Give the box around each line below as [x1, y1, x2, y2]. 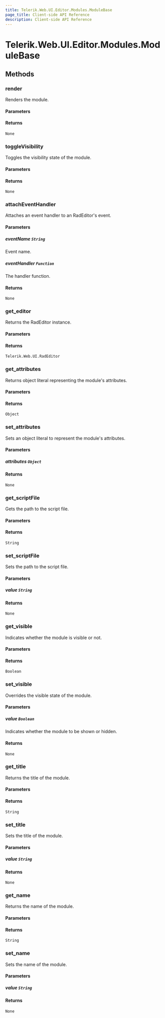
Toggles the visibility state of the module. [5, 155, 91, 161]
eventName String [5, 236, 46, 242]
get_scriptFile [5, 494, 40, 501]
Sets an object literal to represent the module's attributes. [5, 435, 125, 441]
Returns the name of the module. [5, 904, 74, 910]
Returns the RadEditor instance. [5, 319, 72, 326]
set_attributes [5, 423, 41, 430]
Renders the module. [5, 97, 49, 103]
